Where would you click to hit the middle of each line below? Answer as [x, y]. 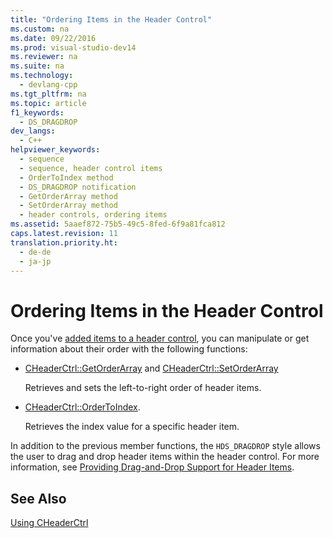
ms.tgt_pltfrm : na [48, 94]
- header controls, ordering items [93, 215]
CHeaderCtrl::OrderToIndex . [82, 407]
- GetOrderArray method [68, 196]
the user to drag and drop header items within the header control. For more [165, 457]
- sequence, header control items [91, 168]
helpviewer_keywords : [55, 150]
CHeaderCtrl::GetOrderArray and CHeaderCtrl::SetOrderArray [151, 368]
